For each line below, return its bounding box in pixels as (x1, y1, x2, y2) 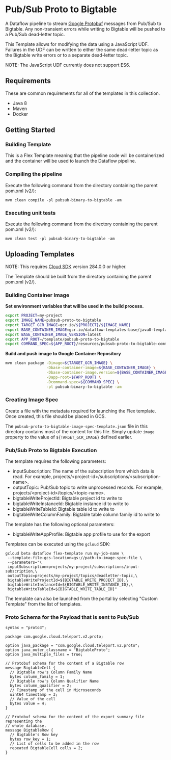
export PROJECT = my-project (5, 313, 63, 318)
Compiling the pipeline (5, 171, 63, 178)
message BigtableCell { (5, 665, 56, 671)
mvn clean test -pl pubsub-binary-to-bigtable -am (5, 236, 115, 242)
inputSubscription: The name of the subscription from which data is (12, 468, 154, 475)
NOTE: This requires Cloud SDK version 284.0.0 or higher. (5, 264, 127, 270)
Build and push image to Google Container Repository (5, 351, 121, 357)
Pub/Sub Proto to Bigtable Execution (5, 447, 97, 454)
